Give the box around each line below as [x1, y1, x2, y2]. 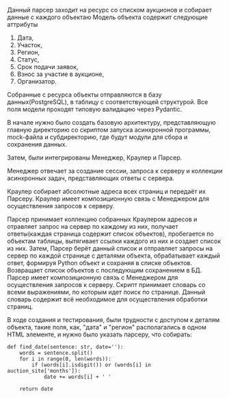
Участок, [16, 41, 43, 49]
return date [19, 386, 53, 393]
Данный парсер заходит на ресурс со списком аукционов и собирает [7, 6, 212, 14]
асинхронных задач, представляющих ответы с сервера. [7, 174, 174, 182]
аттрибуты [7, 21, 38, 28]
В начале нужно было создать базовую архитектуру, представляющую [7, 119, 216, 126]
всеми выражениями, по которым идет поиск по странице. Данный [7, 288, 206, 296]
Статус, [16, 55, 40, 64]
